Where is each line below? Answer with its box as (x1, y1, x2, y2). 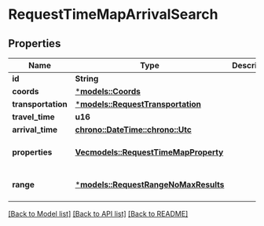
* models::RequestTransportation (75, 99, 202, 109)
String (75, 73, 99, 84)
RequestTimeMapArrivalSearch (8, 5, 218, 24)
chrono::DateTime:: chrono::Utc (75, 124, 192, 135)
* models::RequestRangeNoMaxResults (75, 179, 225, 190)
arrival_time (12, 124, 58, 135)
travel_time (12, 111, 55, 122)
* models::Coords (75, 86, 141, 97)
